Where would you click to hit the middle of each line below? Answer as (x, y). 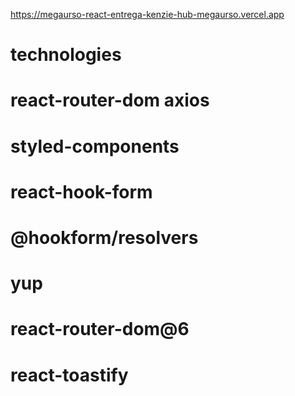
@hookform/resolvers (104, 237)
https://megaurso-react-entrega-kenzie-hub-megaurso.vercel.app (147, 14)
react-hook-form (81, 191)
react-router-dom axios (110, 100)
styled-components (95, 146)
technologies (66, 55)
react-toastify (69, 375)
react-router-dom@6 (100, 329)
